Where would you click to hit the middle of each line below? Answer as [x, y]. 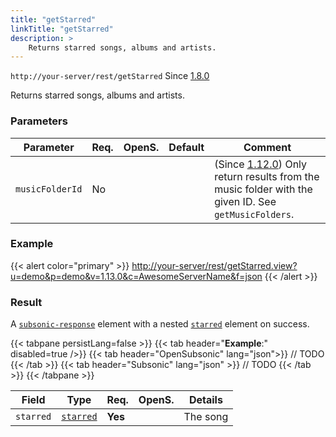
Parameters [39, 121]
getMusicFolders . [254, 214]
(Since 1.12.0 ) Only [261, 164]
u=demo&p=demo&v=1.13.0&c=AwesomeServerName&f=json [136, 276]
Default [186, 147]
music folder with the [263, 189]
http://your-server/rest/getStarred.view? [214, 265]
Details [205, 400]
